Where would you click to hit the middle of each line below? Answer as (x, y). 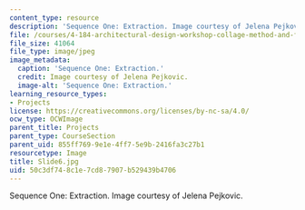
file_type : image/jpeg (52, 52)
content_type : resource (54, 18)
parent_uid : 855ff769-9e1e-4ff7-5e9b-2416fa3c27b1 (107, 145)
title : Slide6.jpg (44, 161)
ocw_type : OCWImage (46, 119)
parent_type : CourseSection (63, 136)
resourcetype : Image (49, 153)
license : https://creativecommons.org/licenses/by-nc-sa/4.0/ (129, 111)
